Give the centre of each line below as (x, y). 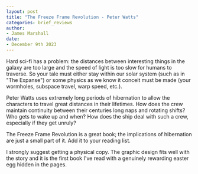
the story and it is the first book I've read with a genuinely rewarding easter (98, 158)
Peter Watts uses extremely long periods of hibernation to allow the (88, 97)
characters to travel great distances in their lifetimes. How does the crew (95, 104)
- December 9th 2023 (32, 45)
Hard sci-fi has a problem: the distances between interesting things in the (95, 61)
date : (13, 39)
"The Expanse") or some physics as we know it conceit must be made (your (98, 80)
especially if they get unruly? (41, 123)
